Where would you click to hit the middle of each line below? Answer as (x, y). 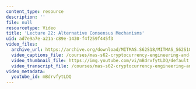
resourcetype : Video (31, 28)
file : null (19, 22)
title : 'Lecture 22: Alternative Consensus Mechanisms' (75, 33)
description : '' (26, 17)
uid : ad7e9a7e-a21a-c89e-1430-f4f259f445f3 (60, 39)
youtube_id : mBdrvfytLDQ (41, 77)
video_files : (22, 44)
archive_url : (27, 50)
